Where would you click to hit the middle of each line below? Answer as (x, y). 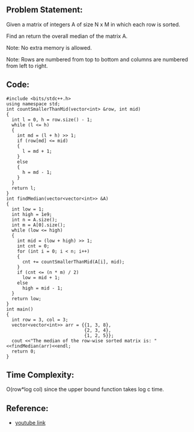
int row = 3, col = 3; (40, 319)
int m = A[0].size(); (39, 225)
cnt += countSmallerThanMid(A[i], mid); (73, 262)
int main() (20, 309)
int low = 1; (28, 209)
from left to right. (27, 66)
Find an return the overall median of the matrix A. (67, 36)
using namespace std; (33, 104)
